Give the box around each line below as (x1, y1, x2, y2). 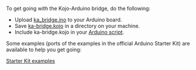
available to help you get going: (6, 46, 82, 53)
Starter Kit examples (6, 58, 56, 64)
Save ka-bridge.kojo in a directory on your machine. (14, 23, 140, 29)
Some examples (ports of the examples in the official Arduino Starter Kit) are (6, 40, 190, 47)
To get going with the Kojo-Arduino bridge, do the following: (6, 5, 151, 12)
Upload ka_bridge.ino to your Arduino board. (14, 16, 122, 23)
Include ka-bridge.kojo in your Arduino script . (14, 29, 125, 36)
